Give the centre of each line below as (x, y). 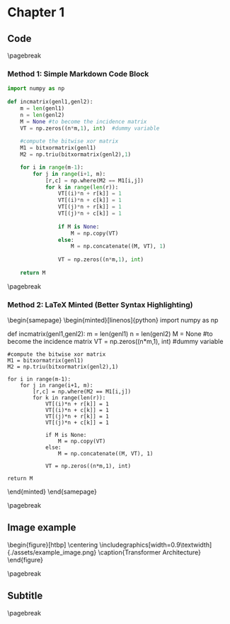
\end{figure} (25, 559)
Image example (42, 528)
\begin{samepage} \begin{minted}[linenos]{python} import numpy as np (113, 321)
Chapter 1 (36, 12)
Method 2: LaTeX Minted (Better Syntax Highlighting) (100, 304)
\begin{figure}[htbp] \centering (53, 545)
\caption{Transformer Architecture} (150, 552)
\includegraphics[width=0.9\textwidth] (156, 545)
